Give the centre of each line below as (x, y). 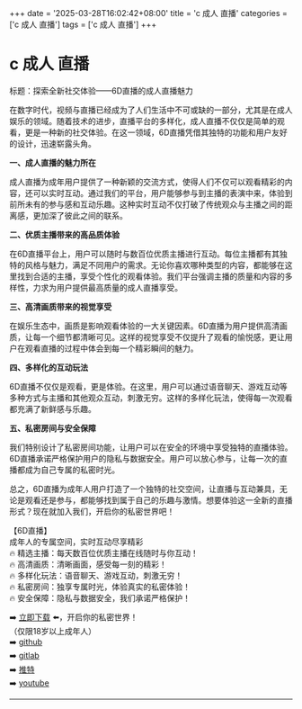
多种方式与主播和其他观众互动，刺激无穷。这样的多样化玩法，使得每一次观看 (151, 398)
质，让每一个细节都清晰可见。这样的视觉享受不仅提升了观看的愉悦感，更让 (147, 337)
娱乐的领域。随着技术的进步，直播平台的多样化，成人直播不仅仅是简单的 (143, 121)
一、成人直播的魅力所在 (53, 162)
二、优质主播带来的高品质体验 (64, 234)
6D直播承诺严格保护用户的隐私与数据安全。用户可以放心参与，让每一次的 (145, 458)
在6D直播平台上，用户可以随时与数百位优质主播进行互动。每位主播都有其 (145, 254)
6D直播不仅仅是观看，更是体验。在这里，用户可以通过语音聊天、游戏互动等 (148, 386)
